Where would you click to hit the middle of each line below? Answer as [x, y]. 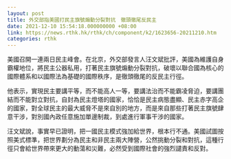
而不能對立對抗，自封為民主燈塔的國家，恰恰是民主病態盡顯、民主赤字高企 [118, 99]
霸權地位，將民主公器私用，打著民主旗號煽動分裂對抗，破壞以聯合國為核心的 [115, 68]
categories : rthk [32, 39]
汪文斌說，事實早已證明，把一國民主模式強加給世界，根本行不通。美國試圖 [112, 132]
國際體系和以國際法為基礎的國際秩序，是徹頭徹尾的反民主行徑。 [97, 77]
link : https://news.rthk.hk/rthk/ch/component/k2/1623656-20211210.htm [112, 33]
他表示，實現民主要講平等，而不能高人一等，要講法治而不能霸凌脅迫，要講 [112, 91]
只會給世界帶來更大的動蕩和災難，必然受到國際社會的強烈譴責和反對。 [112, 149]
